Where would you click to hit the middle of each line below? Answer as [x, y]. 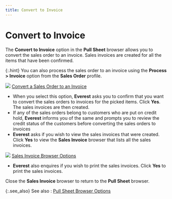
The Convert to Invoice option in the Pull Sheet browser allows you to [79, 50]
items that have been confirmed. [40, 60]
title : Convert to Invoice [34, 10]
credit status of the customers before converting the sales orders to [84, 123]
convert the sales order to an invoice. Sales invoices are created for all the [83, 55]
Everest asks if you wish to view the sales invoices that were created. [86, 134]
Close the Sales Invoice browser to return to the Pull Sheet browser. [78, 181]
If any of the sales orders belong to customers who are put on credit [85, 113]
